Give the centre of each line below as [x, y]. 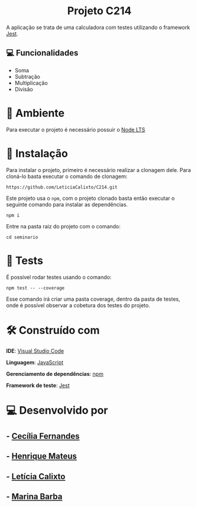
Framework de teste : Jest [38, 385]
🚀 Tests [25, 261]
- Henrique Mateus [41, 456]
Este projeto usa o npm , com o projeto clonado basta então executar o [91, 198]
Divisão [24, 89]
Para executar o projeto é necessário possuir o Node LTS [76, 129]
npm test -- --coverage [35, 288]
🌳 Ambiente [35, 113]
